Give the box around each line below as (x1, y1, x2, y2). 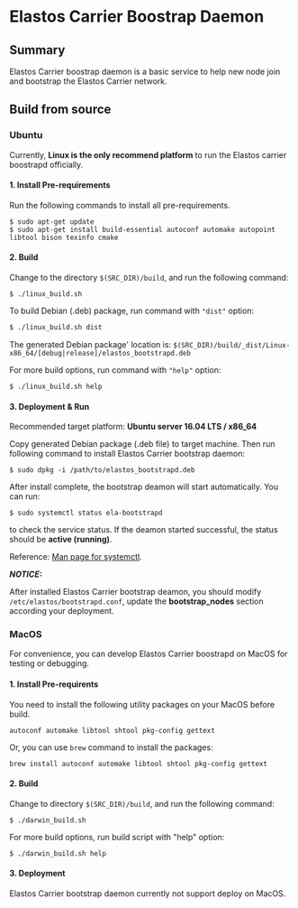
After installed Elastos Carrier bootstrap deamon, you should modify (9, 587, 262, 598)
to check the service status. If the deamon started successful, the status (9, 524, 278, 535)
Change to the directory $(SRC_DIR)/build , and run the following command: (9, 273, 289, 283)
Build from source (9, 102, 112, 117)
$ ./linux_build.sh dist (9, 323, 103, 332)
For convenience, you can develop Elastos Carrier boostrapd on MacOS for (9, 648, 288, 660)
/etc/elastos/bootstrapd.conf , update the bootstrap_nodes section (9, 596, 264, 607)
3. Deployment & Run (9, 401, 90, 412)
